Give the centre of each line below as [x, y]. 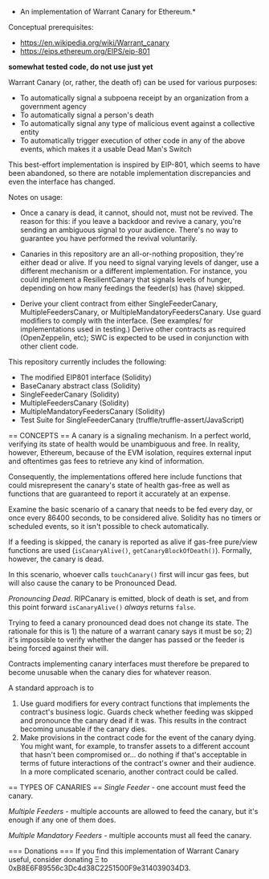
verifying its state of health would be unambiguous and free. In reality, [124, 444]
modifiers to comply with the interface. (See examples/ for [116, 321]
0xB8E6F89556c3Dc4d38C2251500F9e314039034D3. [100, 868]
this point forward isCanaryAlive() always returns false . [102, 607]
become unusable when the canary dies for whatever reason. [110, 672]
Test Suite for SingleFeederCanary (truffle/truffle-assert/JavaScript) [132, 420]
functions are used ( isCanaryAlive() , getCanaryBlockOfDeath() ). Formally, [130, 550]
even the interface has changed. [62, 181]
